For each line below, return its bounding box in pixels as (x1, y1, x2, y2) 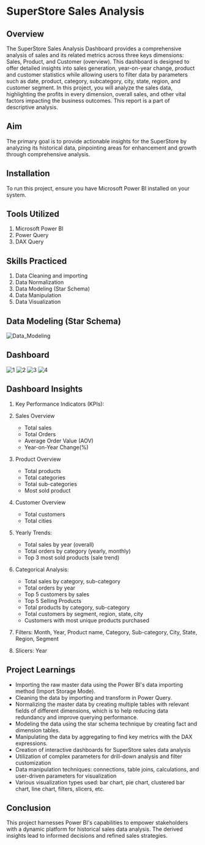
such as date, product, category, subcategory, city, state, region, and (6, 78, 181, 85)
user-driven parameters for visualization (15, 772, 117, 779)
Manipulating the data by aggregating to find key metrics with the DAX (15, 733, 193, 740)
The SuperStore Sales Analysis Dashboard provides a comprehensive (6, 45, 182, 52)
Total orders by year (24, 584, 75, 591)
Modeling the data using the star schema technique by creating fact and (15, 720, 198, 727)
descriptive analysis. (6, 104, 58, 111)
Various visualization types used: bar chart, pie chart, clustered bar (15, 778, 185, 786)
